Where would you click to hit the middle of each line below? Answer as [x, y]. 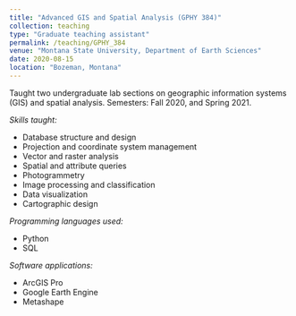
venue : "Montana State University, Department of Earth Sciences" [135, 51]
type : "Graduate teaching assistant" [80, 34]
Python [35, 238]
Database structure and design [79, 137]
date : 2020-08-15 [42, 59]
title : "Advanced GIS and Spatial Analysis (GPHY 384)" [115, 17]
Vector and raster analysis [70, 156]
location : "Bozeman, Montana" [66, 68]
